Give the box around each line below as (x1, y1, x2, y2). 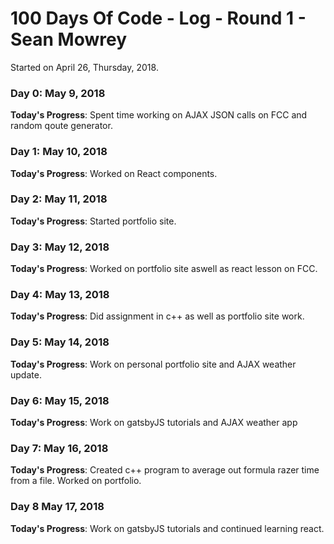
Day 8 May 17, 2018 (10, 500, 105, 514)
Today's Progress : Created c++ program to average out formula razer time (10, 464, 320, 476)
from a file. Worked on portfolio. (10, 475, 142, 487)
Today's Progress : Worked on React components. (10, 167, 218, 179)
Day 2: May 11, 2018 (10, 192, 108, 206)
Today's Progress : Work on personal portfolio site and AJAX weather (10, 358, 297, 370)
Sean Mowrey (10, 28, 128, 51)
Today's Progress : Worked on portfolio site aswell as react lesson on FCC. (10, 263, 318, 275)
